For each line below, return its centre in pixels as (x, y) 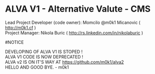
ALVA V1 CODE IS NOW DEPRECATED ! (44, 56)
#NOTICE (15, 42)
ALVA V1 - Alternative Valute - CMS (78, 9)
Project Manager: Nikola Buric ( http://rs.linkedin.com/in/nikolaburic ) (74, 33)
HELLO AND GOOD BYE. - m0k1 (37, 67)
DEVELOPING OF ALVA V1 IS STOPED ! (44, 52)
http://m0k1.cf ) (20, 27)
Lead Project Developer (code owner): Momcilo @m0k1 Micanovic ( (73, 22)
